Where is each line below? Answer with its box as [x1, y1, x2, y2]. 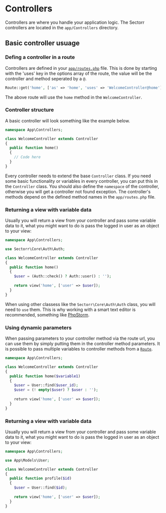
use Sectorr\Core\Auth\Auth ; [5, 246, 65, 252]
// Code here [14, 154, 41, 160]
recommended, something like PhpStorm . [5, 311, 90, 317]
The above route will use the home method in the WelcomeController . [5, 94, 142, 100]
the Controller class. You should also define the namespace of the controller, [5, 183, 160, 189]
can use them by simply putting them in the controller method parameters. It [5, 341, 161, 347]
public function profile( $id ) [9, 476, 72, 481]
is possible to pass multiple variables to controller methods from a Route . [5, 346, 153, 352]
